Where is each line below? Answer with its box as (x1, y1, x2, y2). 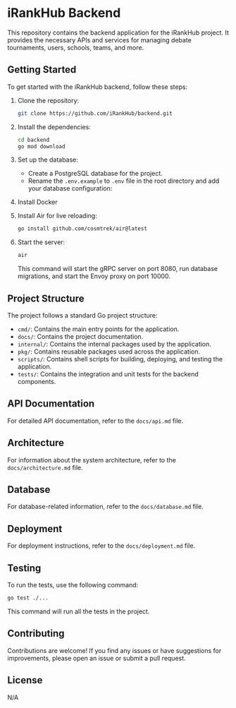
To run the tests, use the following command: (7, 581, 139, 589)
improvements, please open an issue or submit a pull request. (7, 654, 186, 662)
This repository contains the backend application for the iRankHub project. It (7, 28, 229, 37)
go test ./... (7, 594, 49, 601)
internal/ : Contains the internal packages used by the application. (17, 340, 211, 348)
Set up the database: (17, 155, 79, 164)
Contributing (7, 628, 65, 640)
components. (17, 377, 56, 385)
